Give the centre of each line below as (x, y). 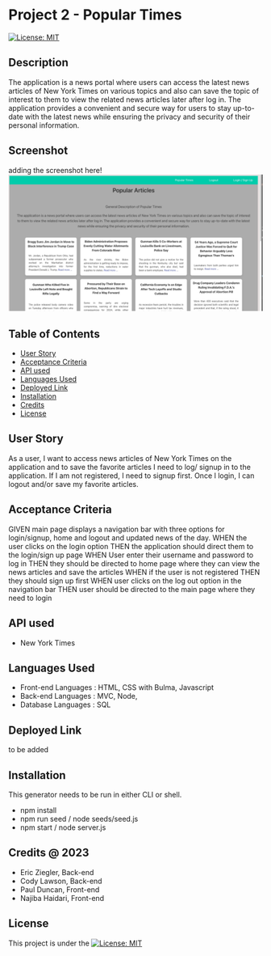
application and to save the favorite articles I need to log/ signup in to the (130, 467)
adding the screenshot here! (55, 170)
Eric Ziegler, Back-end (57, 872)
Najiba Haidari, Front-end (62, 898)
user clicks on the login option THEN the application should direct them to (131, 546)
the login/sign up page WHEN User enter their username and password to (131, 555)
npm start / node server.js (63, 827)
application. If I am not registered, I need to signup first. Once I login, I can (131, 476)
